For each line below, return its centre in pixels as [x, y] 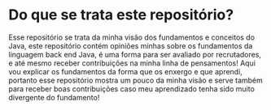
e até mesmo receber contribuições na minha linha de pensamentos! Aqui [132, 63]
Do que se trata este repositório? [121, 15]
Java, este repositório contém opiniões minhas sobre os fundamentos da [131, 45]
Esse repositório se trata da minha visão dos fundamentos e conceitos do [131, 37]
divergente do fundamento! [54, 97]
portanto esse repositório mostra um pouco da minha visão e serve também [135, 80]
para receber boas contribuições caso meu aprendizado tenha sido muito [131, 89]
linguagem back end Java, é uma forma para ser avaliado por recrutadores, [135, 54]
